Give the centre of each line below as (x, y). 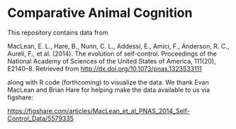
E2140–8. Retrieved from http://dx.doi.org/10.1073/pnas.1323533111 (105, 68)
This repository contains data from (58, 32)
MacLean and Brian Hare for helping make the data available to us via (109, 90)
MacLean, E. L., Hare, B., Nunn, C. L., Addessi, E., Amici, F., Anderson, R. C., (118, 46)
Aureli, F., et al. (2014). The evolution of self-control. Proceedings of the (112, 54)
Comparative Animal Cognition (100, 13)
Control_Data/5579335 (41, 118)
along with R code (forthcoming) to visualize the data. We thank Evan (108, 82)
